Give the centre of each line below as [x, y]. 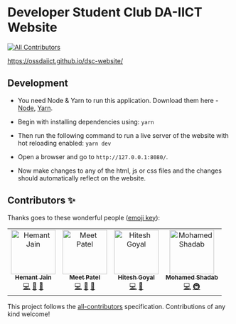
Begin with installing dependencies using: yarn [86, 121]
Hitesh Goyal [136, 277]
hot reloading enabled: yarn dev [64, 143]
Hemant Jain [33, 277]
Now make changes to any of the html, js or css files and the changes [120, 171]
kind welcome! [29, 314]
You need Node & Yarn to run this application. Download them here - [118, 100]
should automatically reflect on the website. [82, 178]
